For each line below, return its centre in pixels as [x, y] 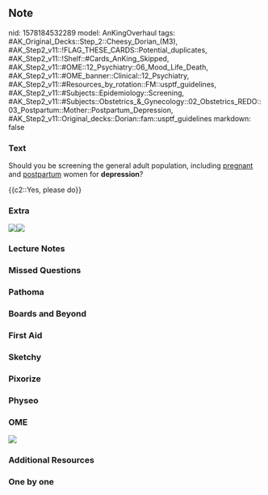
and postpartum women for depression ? [76, 174]
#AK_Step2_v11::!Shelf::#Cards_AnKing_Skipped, [89, 58]
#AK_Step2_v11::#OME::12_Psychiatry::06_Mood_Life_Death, [108, 67]
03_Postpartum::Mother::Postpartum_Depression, [91, 110]
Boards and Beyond [48, 314]
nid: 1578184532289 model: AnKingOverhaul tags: [92, 32]
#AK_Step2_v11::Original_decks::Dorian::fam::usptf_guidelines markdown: [130, 118]
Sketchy [25, 357]
